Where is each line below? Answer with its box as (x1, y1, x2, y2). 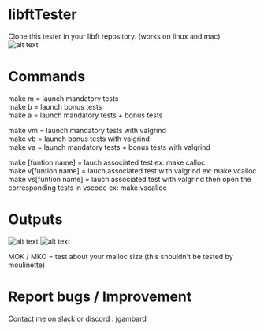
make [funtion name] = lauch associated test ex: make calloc (8, 158, 206, 167)
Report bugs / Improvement (8, 288, 192, 305)
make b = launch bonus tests (8, 102, 102, 111)
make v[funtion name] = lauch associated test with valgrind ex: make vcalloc (8, 165, 257, 175)
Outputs (8, 210, 63, 229)
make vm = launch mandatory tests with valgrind (8, 125, 167, 135)
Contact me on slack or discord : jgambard (8, 314, 147, 323)
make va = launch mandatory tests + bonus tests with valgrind (8, 142, 210, 151)
